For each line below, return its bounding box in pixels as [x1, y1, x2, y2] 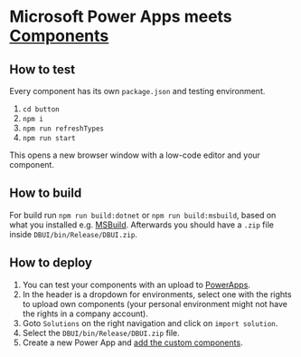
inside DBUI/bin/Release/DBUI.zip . [9, 228, 138, 239]
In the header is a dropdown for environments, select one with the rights [22, 288, 292, 300]
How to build [9, 186, 82, 201]
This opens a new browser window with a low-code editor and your [9, 150, 260, 160]
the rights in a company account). [22, 308, 149, 319]
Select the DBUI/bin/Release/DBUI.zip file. [22, 327, 181, 338]
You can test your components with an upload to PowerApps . [22, 279, 251, 290]
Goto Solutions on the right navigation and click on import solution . [22, 317, 278, 328]
